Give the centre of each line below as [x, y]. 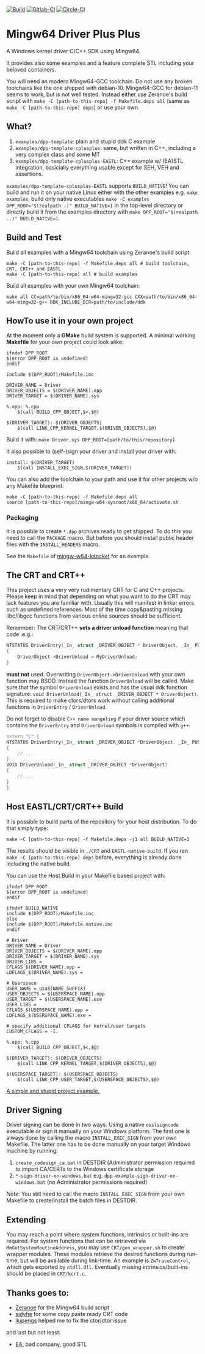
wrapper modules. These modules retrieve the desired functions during [96, 1254]
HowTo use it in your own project [70, 320]
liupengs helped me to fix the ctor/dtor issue [71, 1320]
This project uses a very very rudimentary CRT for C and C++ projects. [95, 590]
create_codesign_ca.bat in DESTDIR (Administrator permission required [105, 1162]
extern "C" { [23, 736]
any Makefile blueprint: [35, 486]
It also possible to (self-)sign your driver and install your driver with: [92, 451]
